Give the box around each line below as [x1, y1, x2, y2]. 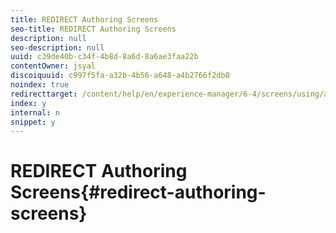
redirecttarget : [10, 89, 78, 99]
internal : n [10, 107, 60, 118]
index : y [10, 98, 47, 108]
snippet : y [10, 117, 56, 127]
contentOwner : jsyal [10, 61, 97, 71]
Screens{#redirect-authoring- [10, 181, 267, 204]
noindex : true [10, 80, 70, 90]
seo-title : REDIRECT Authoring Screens [10, 24, 177, 34]
